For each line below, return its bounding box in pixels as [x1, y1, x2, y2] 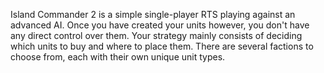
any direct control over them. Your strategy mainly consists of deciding [10, 30, 303, 41]
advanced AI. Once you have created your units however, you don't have [10, 19, 310, 31]
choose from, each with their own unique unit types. [10, 51, 226, 63]
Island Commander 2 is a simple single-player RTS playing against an [10, 9, 296, 20]
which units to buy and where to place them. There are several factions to [10, 40, 314, 52]
